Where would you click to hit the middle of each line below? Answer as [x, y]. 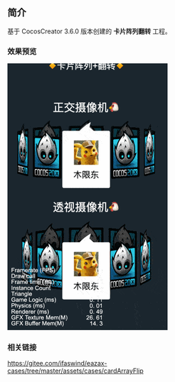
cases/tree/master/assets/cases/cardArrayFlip [75, 371]
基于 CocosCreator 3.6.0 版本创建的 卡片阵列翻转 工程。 [90, 31]
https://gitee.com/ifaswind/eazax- [57, 364]
